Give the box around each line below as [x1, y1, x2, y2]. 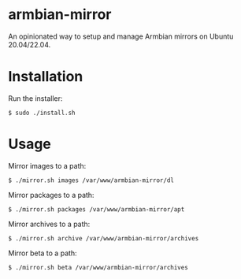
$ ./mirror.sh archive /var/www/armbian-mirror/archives [8, 234, 199, 242]
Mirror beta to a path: [8, 248, 77, 258]
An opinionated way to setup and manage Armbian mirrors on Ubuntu [8, 32, 234, 41]
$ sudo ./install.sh [8, 109, 76, 117]
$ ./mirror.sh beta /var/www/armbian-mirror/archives [8, 263, 189, 271]
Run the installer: [8, 93, 63, 103]
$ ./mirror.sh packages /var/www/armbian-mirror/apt [8, 205, 185, 214]
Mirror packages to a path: [8, 190, 95, 199]
